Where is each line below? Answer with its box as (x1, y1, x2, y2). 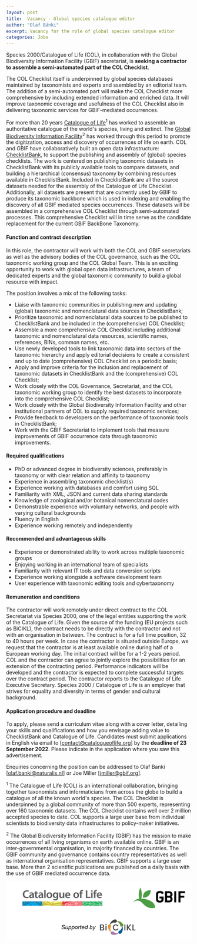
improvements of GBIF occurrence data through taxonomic (14, 432, 158, 439)
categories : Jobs (6, 34, 49, 41)
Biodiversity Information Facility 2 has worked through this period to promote (6, 131, 191, 140)
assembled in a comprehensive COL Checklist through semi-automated (6, 208, 179, 215)
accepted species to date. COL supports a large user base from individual (6, 814, 185, 821)
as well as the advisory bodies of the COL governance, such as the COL (6, 253, 181, 260)
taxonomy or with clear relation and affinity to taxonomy (14, 472, 151, 479)
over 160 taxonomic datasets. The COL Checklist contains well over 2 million (6, 807, 191, 814)
